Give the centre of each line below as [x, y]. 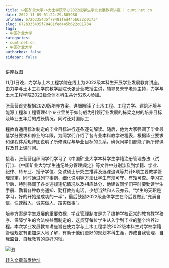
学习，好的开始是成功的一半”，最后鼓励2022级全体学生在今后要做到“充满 [81, 197]
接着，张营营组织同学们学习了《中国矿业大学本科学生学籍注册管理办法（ [80, 159]
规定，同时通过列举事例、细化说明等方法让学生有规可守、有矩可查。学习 [84, 178]
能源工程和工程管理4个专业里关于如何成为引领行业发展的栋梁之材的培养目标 [84, 112]
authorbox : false [23, 52]
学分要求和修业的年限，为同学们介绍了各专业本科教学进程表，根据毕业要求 [87, 136]
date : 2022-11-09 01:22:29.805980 [41, 15]
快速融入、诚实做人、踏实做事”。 [48, 203]
